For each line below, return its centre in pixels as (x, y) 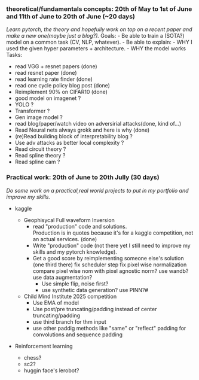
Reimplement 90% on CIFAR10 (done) (61, 92)
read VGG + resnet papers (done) (56, 66)
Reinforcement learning (44, 346)
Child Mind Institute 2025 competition (70, 296)
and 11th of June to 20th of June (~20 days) (71, 16)
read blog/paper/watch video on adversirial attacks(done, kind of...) (98, 124)
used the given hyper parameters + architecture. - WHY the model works (96, 48)
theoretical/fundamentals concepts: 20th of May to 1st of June (99, 9)
